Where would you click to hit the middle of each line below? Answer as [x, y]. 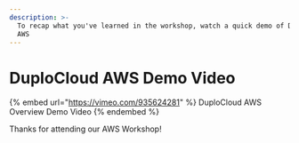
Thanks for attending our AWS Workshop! [85, 129]
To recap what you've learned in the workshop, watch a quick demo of [151, 26]
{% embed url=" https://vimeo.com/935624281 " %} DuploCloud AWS [136, 102]
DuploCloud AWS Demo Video [122, 78]
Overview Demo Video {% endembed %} [85, 112]
